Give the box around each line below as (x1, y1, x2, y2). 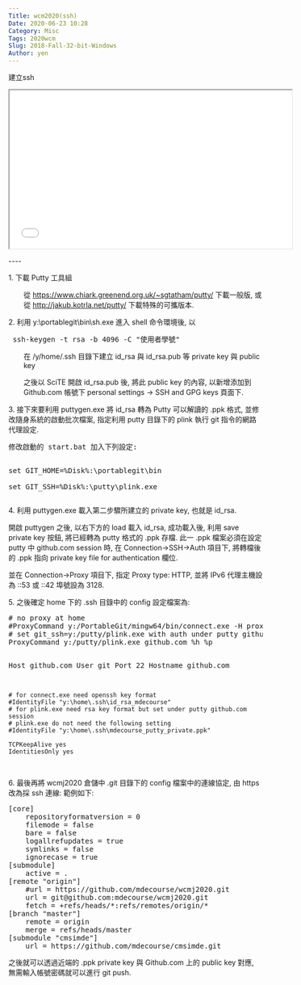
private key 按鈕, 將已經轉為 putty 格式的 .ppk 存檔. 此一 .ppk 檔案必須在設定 (8, 533, 262, 542)
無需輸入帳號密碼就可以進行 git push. (8, 968, 132, 977)
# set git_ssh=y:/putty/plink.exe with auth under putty (8, 630, 239, 639)
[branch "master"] (8, 909, 82, 918)
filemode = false (25, 820, 94, 829)
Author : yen (8, 49, 48, 57)
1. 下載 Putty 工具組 (8, 273, 73, 283)
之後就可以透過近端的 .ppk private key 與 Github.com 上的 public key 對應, (8, 958, 254, 967)
